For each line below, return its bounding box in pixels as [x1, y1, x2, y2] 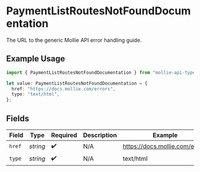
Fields [6, 113, 30, 123]
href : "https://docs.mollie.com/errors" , [11, 86, 116, 92]
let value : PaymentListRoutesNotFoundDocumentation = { [6, 80, 148, 86]
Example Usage [6, 54, 65, 64]
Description [83, 131, 117, 139]
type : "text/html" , [11, 91, 60, 98]
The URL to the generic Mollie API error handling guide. [6, 36, 142, 43]
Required [51, 131, 77, 139]
